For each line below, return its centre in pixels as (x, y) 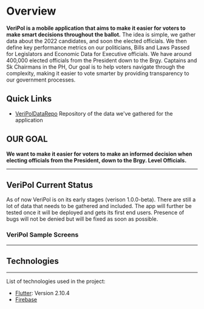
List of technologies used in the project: (56, 282)
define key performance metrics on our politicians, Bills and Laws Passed (98, 47)
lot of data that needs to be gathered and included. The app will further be (99, 206)
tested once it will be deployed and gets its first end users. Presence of (95, 213)
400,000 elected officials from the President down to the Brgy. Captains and (102, 60)
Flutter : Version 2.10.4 (42, 293)
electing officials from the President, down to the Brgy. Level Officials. (97, 160)
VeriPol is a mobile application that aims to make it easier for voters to (96, 28)
